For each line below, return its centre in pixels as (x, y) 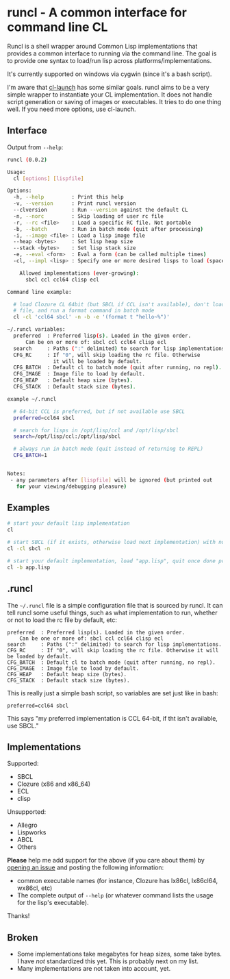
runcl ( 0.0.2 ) (27, 160)
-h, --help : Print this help (69, 197)
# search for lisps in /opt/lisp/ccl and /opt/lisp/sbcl (96, 430)
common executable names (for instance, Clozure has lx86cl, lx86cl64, (117, 881)
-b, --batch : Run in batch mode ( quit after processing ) (108, 229)
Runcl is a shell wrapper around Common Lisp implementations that (102, 46)
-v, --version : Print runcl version (75, 203)
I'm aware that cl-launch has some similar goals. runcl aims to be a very (108, 87)
